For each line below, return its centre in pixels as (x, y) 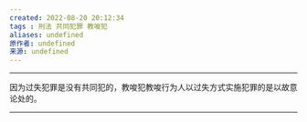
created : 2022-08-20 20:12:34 (67, 18)
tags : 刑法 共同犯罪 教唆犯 (58, 26)
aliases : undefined (47, 35)
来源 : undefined (39, 52)
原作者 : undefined (42, 43)
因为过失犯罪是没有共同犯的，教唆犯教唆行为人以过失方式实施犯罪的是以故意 (153, 87)
